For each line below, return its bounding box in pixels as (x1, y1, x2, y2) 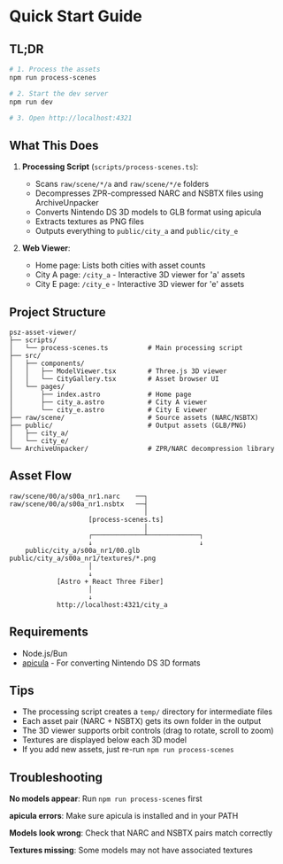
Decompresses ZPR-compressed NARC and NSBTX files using (34, 188, 264, 198)
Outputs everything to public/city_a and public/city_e (34, 226, 239, 237)
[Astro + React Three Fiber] (56, 577, 164, 586)
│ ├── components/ (9, 359, 86, 368)
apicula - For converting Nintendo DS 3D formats (21, 658, 201, 668)
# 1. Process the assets (9, 65, 101, 74)
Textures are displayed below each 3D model (21, 735, 187, 745)
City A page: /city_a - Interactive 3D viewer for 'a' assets (34, 269, 246, 280)
